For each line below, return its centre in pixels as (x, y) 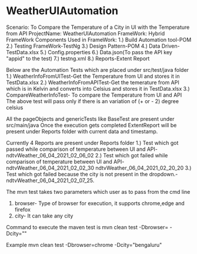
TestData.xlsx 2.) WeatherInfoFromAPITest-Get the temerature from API (93, 82)
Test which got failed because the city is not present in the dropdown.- (92, 174)
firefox (23, 209)
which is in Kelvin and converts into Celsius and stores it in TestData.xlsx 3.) (98, 88)
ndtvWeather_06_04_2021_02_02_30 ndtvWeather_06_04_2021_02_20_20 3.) (99, 168)
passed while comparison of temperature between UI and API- (82, 149)
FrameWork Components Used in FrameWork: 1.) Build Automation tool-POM (99, 39)
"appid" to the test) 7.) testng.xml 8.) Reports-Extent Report (78, 58)
